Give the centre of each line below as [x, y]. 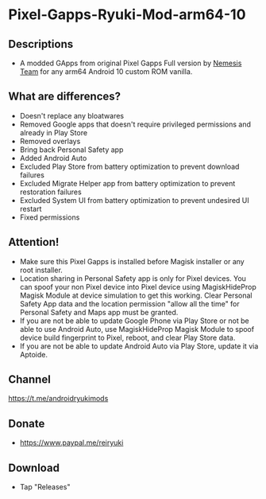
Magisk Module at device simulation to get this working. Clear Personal [136, 295]
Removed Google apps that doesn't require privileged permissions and [135, 124]
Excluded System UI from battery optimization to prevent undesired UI [135, 200]
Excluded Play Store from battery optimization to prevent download [129, 166]
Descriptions [41, 44]
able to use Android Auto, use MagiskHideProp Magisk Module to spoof [137, 329]
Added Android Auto [53, 158]
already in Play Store [54, 132]
